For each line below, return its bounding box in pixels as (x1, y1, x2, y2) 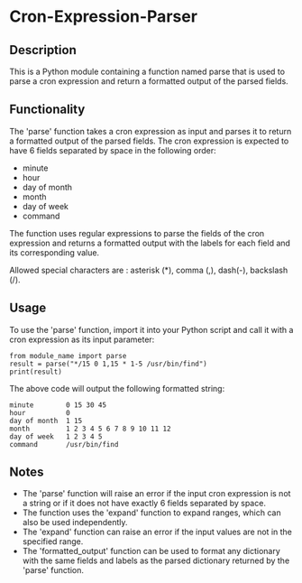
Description (9, 42, 77, 58)
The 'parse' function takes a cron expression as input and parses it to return (9, 125, 292, 136)
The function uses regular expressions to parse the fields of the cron (9, 227, 265, 238)
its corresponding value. (9, 246, 100, 258)
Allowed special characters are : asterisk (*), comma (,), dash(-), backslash (9, 264, 288, 275)
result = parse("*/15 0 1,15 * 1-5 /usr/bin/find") (9, 359, 207, 368)
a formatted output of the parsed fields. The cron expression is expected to (9, 135, 289, 146)
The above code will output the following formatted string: (9, 383, 225, 393)
